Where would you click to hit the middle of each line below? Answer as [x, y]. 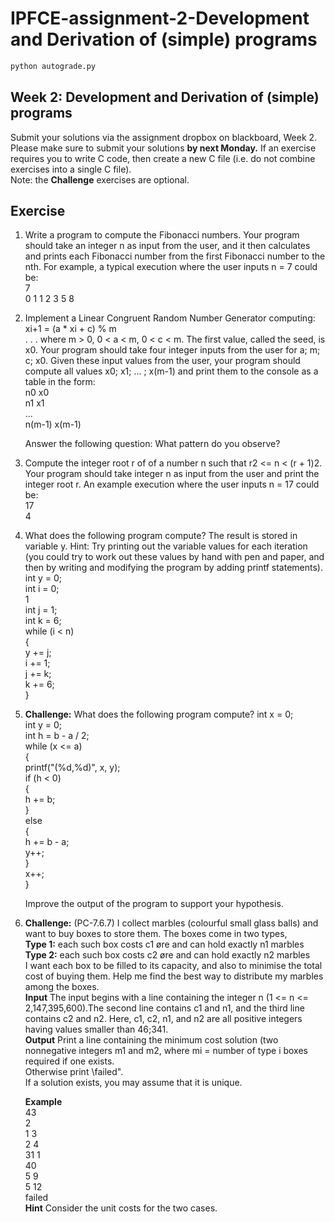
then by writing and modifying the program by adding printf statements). [174, 568]
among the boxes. [62, 987]
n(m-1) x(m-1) [53, 424]
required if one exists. [69, 1061]
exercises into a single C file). [71, 169]
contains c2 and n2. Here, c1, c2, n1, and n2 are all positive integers [163, 1019]
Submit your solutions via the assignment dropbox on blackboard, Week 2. [164, 137]
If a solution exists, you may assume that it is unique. [133, 1083]
